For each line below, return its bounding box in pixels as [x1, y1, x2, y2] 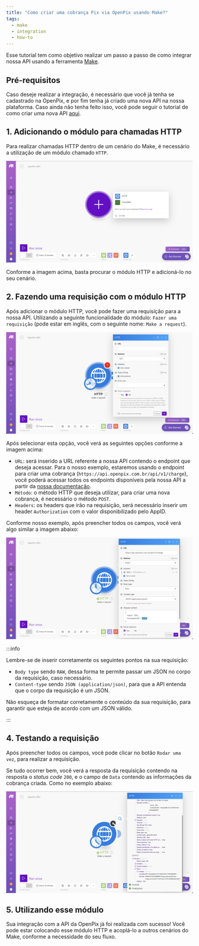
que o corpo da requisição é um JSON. [14, 687, 110, 694]
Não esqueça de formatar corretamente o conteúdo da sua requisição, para [6, 698, 191, 705]
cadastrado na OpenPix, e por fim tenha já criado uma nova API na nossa [6, 97, 185, 104]
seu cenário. [6, 275, 37, 282]
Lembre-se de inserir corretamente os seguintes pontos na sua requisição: [6, 656, 189, 664]
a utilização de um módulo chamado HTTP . [6, 149, 108, 156]
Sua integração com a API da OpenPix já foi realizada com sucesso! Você [6, 920, 185, 928]
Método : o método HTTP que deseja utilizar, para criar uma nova [14, 489, 170, 496]
